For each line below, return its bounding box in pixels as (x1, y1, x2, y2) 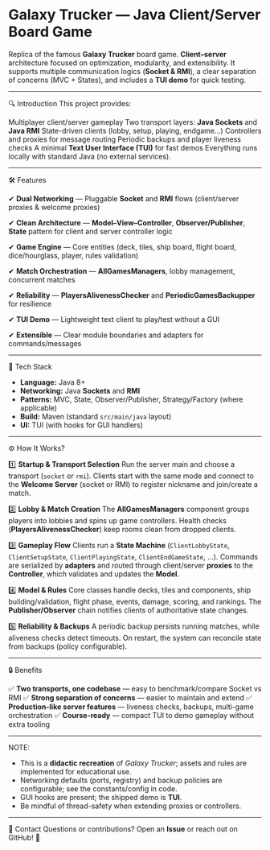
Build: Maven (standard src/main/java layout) (19, 411, 172, 421)
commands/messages (8, 338, 82, 348)
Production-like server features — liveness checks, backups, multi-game (8, 702, 255, 712)
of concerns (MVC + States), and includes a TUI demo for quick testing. (8, 75, 247, 85)
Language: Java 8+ (19, 377, 86, 387)
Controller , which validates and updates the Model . (8, 569, 179, 579)
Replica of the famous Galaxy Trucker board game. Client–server (8, 49, 227, 59)
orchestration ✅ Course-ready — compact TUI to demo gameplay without (8, 710, 255, 720)
